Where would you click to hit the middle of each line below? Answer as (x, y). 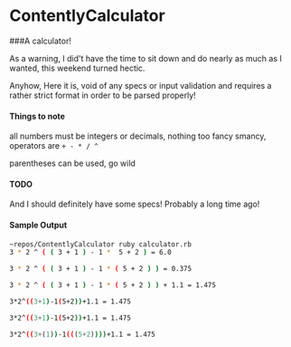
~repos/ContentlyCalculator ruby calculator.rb (101, 244)
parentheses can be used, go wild (72, 163)
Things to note (38, 116)
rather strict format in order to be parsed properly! (103, 95)
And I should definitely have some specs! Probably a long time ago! (135, 204)
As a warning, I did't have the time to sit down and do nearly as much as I (146, 58)
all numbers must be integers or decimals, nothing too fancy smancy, (138, 136)
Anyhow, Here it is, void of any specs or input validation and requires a (141, 85)
